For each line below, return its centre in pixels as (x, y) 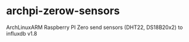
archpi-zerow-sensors (63, 11)
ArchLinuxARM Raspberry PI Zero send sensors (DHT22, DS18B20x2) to (94, 27)
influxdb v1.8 (22, 33)
